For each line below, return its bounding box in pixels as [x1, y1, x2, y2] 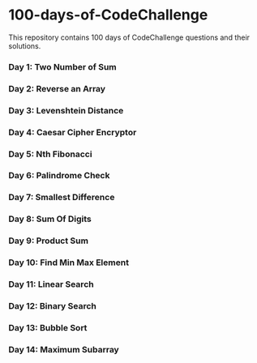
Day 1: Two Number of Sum [8, 61, 118, 72]
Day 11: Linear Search [8, 279, 95, 290]
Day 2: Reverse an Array [8, 83, 106, 94]
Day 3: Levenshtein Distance [8, 105, 124, 116]
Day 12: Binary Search [8, 301, 97, 311]
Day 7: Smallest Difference [8, 192, 115, 203]
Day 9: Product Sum [8, 235, 89, 246]
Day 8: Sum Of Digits [8, 213, 92, 224]
